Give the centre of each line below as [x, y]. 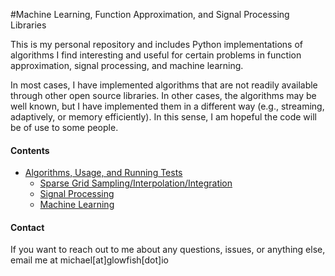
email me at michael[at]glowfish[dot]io [89, 260]
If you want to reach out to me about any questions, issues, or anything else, [168, 250]
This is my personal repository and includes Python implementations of [156, 44]
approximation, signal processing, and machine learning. [127, 65]
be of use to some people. [64, 127]
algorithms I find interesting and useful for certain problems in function [156, 55]
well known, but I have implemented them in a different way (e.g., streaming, [167, 106]
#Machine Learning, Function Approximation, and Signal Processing [150, 14]
